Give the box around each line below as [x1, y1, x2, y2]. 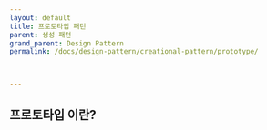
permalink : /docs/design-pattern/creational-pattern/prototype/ [9, 47, 259, 56]
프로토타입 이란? [9, 106, 97, 123]
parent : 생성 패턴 [9, 30, 72, 39]
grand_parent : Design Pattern [9, 38, 125, 48]
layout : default [9, 13, 71, 23]
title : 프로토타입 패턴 [9, 22, 87, 31]
